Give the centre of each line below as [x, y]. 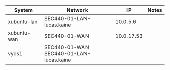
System [23, 10]
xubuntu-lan [23, 21]
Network [77, 10]
